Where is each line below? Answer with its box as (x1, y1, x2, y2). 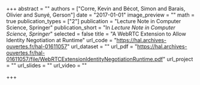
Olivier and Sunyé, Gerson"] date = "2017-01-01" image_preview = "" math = (6, 11, 195, 18)
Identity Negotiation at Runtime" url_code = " (6, 37, 117, 43)
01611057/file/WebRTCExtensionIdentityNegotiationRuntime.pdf (6, 56, 163, 62)
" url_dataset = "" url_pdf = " (66, 43, 138, 50)
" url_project (162, 56, 193, 62)
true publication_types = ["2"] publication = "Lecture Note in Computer (6, 18, 181, 24)
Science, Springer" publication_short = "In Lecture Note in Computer (6, 24, 175, 31)
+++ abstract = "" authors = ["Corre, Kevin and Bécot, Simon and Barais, (6, 5, 186, 12)
